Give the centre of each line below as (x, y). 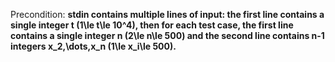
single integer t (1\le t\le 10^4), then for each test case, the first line (152, 25)
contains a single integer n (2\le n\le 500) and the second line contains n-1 (167, 35)
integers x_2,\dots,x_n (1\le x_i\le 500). (93, 46)
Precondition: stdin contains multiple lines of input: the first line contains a (167, 14)
